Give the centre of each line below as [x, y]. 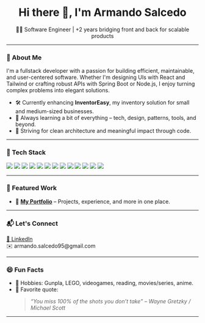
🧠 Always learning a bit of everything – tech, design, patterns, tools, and [106, 118]
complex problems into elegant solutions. [58, 91]
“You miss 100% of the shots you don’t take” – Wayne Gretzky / [110, 302]
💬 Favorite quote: [37, 289]
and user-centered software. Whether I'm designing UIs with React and [96, 77]
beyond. [26, 124]
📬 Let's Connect [32, 223]
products [103, 35]
